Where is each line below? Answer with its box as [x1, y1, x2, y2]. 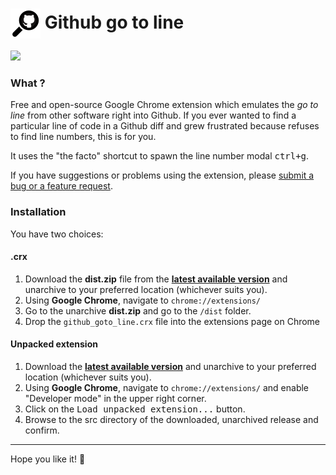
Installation [10, 205, 67, 219]
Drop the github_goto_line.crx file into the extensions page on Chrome [24, 315, 321, 327]
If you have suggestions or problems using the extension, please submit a [10, 169, 315, 182]
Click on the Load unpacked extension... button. [24, 403, 246, 415]
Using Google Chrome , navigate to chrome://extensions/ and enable [24, 381, 310, 393]
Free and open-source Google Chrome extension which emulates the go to [10, 99, 319, 111]
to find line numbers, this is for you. [10, 131, 157, 143]
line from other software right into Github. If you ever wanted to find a [10, 109, 297, 122]
